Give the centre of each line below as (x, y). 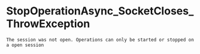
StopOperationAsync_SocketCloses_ (100, 11)
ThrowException (48, 24)
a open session (25, 45)
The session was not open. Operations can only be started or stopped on (100, 40)
